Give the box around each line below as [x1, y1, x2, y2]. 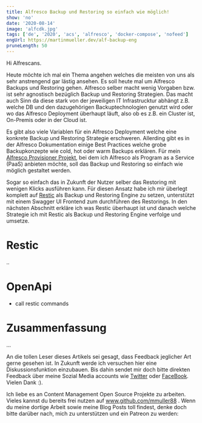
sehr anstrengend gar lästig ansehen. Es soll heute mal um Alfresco [6, 77, 175, 85]
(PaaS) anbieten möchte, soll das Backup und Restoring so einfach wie [6, 160, 183, 168]
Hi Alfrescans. [6, 59, 42, 67]
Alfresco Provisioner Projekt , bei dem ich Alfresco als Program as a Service [6, 154, 195, 161]
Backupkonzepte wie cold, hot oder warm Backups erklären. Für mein [6, 147, 181, 155]
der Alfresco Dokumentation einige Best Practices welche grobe [6, 141, 167, 148]
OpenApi [6, 280, 52, 293]
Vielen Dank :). [6, 379, 44, 386]
